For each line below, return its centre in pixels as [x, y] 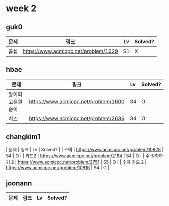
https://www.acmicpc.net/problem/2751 [58, 162]
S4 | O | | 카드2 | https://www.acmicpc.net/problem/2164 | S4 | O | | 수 [78, 156]
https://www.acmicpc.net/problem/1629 [70, 51]
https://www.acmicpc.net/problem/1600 [77, 101]
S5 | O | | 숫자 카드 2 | [125, 162]
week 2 [21, 9]
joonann [19, 184]
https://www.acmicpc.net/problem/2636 [77, 118]
